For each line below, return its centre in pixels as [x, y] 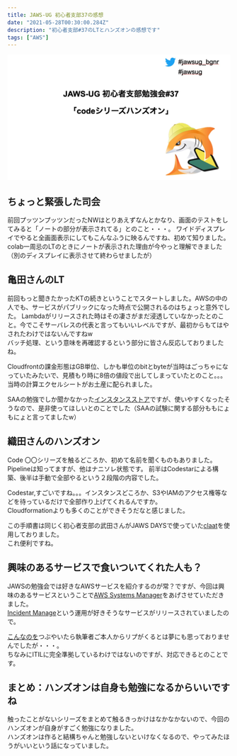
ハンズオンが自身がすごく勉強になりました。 [73, 728]
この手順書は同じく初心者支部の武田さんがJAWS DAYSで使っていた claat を [116, 525]
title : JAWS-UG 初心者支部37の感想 [56, 15]
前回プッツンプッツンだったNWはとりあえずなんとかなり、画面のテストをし [118, 220]
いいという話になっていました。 [66, 746]
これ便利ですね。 [32, 543]
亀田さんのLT [36, 280]
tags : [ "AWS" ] [28, 38]
